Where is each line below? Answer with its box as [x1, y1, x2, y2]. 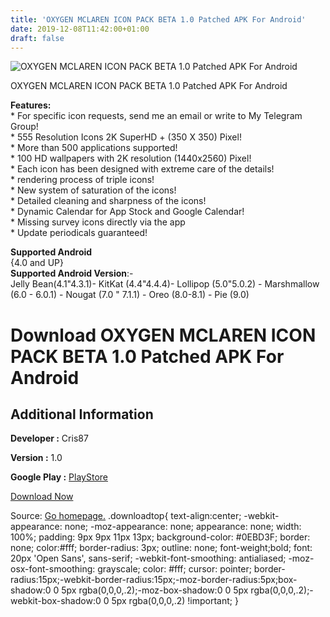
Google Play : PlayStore [10, 471, 108, 483]
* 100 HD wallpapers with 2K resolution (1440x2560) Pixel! [10, 152, 252, 165]
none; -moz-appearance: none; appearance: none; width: [64, 521, 302, 533]
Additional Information [10, 406, 154, 423]
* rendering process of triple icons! [10, 174, 155, 186]
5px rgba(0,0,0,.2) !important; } [111, 595, 239, 607]
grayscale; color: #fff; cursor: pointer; [97, 563, 252, 575]
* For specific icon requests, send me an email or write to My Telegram [10, 110, 303, 122]
